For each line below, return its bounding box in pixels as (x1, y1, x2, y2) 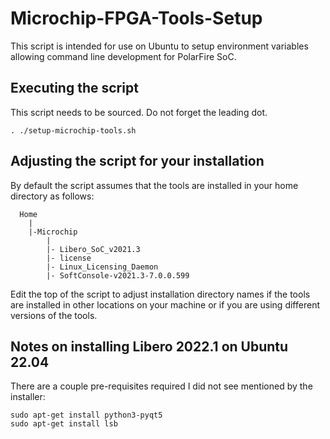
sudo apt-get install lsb (10, 419, 118, 429)
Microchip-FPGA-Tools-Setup (10, 7, 263, 30)
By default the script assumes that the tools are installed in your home (10, 179, 299, 191)
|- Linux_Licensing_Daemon (46, 262, 159, 272)
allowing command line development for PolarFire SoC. (10, 50, 237, 62)
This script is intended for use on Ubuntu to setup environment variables (10, 40, 309, 52)
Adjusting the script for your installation (10, 153, 265, 170)
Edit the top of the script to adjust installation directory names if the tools (10, 288, 311, 300)
